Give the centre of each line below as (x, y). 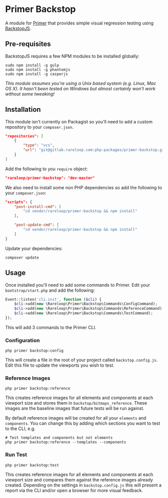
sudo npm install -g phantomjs (38, 69)
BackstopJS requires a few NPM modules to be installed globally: (72, 56)
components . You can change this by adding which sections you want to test (83, 424)
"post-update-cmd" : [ (36, 225)
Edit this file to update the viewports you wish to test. (60, 365)
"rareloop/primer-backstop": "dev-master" (50, 178)
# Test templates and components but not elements (59, 438)
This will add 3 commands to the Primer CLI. (51, 327)
